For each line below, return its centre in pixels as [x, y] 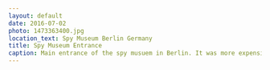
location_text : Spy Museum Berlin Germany [80, 38]
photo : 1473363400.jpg [46, 31]
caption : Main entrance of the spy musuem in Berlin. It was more [122, 53]
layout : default [35, 16]
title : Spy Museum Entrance [55, 46]
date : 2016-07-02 [37, 23]
